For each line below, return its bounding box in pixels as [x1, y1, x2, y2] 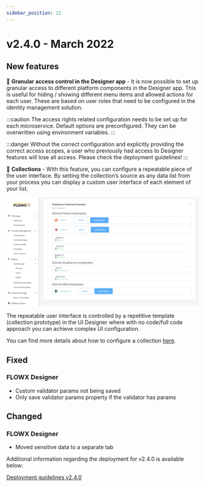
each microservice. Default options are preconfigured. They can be [6, 122, 176, 129]
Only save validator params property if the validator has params [15, 393, 176, 401]
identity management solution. [6, 104, 83, 111]
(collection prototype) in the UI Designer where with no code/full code [6, 319, 183, 326]
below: [6, 462, 23, 469]
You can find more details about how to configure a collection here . [6, 337, 176, 344]
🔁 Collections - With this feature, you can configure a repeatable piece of [6, 165, 192, 173]
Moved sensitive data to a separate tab [15, 444, 114, 451]
